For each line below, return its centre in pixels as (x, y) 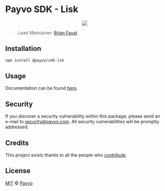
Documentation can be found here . (42, 88)
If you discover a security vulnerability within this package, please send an (83, 116)
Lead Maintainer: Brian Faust (47, 33)
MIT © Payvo (19, 183)
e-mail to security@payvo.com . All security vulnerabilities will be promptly (82, 122)
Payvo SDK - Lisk (42, 9)
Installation (23, 49)
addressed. (17, 127)
